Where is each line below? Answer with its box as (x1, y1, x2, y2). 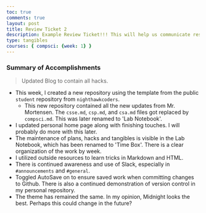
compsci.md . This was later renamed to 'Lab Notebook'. (24, 115, 162, 122)
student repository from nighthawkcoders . (15, 95, 120, 103)
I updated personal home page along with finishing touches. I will (15, 122, 180, 129)
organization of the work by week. (15, 148, 102, 155)
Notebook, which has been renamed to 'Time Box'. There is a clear (15, 141, 184, 149)
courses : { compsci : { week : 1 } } (6, 43, 92, 50)
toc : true (6, 9, 32, 15)
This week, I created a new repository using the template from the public (15, 89, 199, 97)
